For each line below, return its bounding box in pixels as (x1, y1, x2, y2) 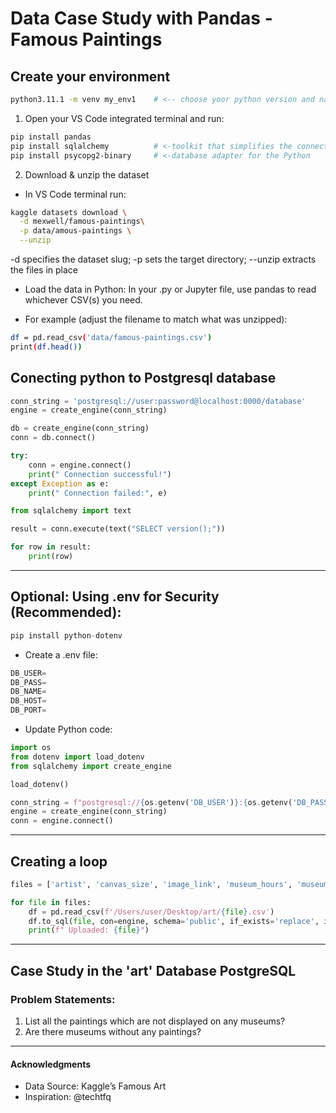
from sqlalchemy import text (10, 506, 132, 516)
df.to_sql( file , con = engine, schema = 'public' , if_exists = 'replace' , (28, 916, 320, 926)
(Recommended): (10, 604, 122, 621)
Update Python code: (24, 723, 113, 735)
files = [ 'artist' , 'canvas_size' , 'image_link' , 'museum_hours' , (10, 879, 293, 889)
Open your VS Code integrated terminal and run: (24, 112, 225, 124)
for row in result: (10, 542, 92, 552)
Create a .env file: (24, 648, 98, 661)
